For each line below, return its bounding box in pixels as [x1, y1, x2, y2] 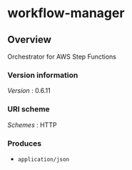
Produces [7, 138, 41, 148]
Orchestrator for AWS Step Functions [7, 52, 116, 61]
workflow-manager [7, 5, 125, 21]
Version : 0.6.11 [7, 86, 51, 95]
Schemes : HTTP [7, 120, 57, 129]
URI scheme [7, 104, 50, 114]
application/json [17, 156, 70, 163]
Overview [7, 34, 52, 46]
